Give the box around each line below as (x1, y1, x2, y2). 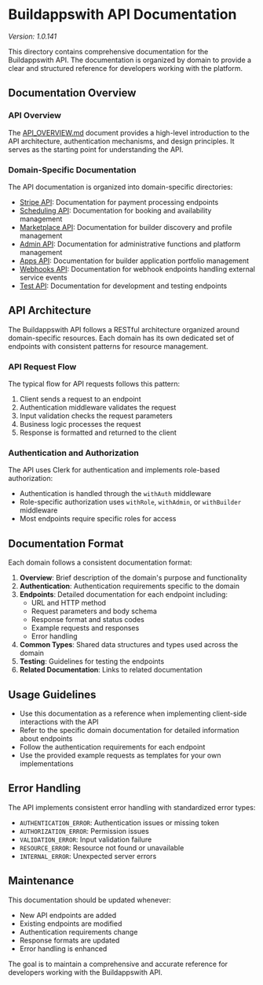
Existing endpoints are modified (19, 919, 122, 928)
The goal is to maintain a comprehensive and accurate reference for (8, 959, 228, 968)
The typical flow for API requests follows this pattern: (8, 380, 181, 389)
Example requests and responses (31, 624, 140, 633)
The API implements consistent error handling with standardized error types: (8, 802, 256, 812)
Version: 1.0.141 (8, 31, 57, 41)
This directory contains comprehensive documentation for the (8, 46, 209, 56)
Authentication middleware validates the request (19, 403, 177, 413)
